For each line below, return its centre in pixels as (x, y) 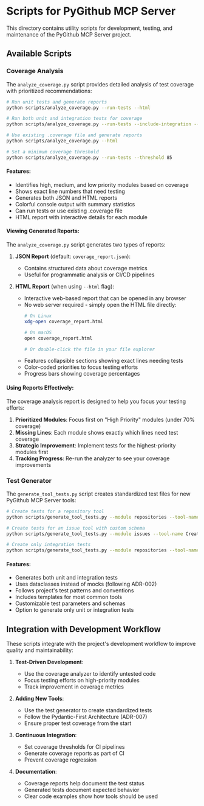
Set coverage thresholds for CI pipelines (74, 747)
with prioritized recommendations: (49, 91)
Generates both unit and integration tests (66, 578)
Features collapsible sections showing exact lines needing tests (104, 361)
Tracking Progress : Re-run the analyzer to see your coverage (92, 458)
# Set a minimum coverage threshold (53, 152)
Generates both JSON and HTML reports (66, 198)
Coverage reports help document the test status (84, 783)
